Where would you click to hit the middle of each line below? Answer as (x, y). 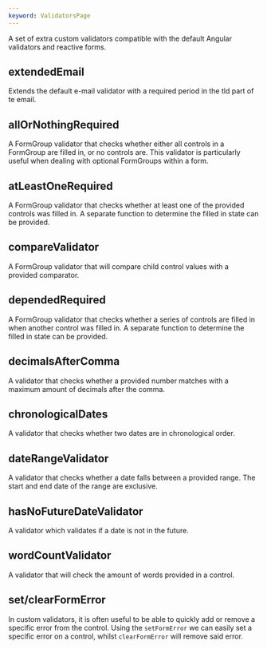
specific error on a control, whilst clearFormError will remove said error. (126, 636)
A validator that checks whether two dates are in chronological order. (122, 433)
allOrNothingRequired (64, 125)
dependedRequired (57, 300)
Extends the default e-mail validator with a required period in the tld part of (131, 91)
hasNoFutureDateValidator (76, 511)
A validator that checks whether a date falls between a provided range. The (132, 478)
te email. (22, 100)
